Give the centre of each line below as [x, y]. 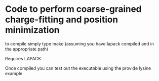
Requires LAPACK [23, 58]
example [14, 73]
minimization [33, 30]
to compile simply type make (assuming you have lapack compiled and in [79, 43]
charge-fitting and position [62, 20]
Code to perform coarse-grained [73, 9]
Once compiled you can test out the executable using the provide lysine [78, 68]
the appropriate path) [27, 49]
